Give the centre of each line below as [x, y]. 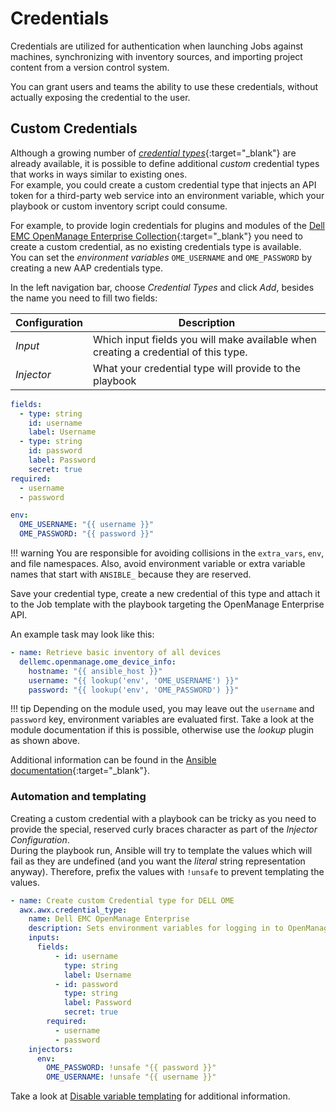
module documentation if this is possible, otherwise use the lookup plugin [162, 730]
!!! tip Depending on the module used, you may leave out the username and [162, 709]
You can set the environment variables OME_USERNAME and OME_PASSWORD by [161, 257]
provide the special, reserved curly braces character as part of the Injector [164, 829]
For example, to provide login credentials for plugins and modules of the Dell [167, 225]
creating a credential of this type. [170, 352]
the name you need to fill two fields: [84, 298]
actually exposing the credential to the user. [100, 97]
